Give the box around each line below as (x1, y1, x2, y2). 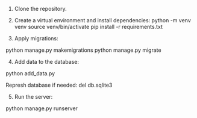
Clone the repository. (14, 5, 67, 12)
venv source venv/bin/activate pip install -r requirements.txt (14, 23, 163, 30)
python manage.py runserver (5, 105, 78, 112)
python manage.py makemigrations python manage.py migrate (5, 46, 161, 54)
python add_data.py (5, 70, 55, 77)
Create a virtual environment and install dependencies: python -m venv (14, 17, 191, 23)
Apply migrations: (14, 35, 58, 42)
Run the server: (14, 93, 53, 100)
